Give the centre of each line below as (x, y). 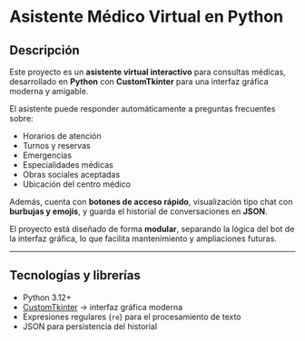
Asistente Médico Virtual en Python (147, 17)
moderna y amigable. (49, 91)
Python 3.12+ (47, 297)
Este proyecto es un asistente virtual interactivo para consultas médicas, (148, 72)
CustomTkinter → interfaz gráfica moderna (103, 307)
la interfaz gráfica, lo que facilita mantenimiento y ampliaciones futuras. (143, 239)
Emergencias (47, 155)
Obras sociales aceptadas (71, 175)
